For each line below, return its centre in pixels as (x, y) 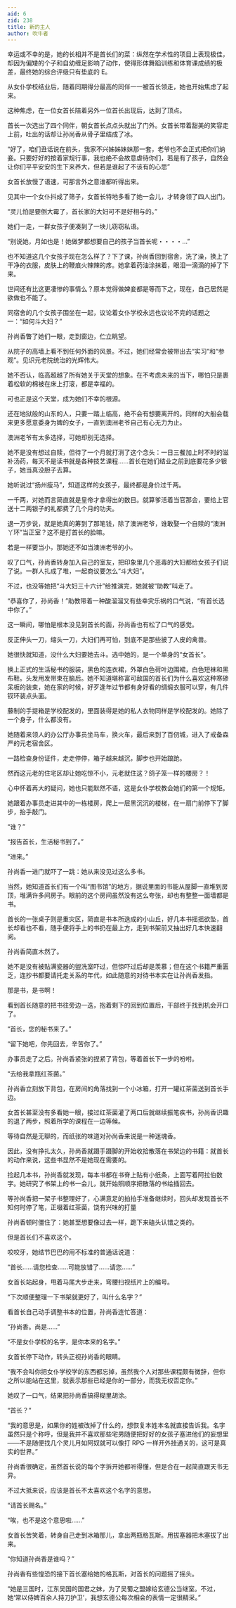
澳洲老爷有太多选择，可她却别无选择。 (63, 437)
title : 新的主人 (29, 27)
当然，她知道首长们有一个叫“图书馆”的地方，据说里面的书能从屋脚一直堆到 (115, 887)
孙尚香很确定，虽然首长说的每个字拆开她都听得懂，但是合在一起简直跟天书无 (118, 1467)
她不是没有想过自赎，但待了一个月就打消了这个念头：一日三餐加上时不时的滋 (118, 452)
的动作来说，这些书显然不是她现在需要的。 (69, 1160)
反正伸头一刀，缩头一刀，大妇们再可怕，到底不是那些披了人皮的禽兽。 (109, 640)
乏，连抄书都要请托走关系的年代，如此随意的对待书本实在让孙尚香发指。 (112, 975)
